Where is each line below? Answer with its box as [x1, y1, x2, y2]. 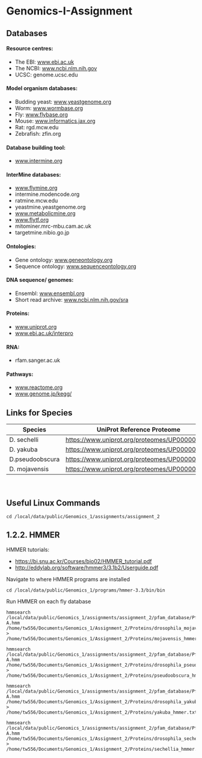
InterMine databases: [6, 171, 61, 178]
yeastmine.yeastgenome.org [14, 203, 86, 211]
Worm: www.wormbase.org [14, 104, 83, 112]
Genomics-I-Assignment [6, 4, 133, 18]
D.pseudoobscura [9, 455, 60, 463]
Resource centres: [6, 45, 54, 52]
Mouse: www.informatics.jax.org [14, 117, 96, 124]
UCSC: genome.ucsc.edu [14, 71, 78, 78]
